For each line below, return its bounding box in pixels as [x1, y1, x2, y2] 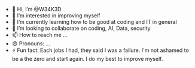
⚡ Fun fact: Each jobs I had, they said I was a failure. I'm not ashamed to [11, 47, 190, 54]
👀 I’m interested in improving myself [11, 12, 100, 19]
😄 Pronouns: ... [11, 40, 51, 47]
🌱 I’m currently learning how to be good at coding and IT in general [11, 18, 178, 25]
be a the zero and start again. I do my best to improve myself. [11, 55, 163, 62]
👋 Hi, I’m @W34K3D [11, 6, 62, 13]
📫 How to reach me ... [11, 32, 68, 38]
